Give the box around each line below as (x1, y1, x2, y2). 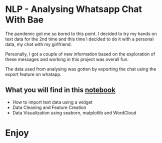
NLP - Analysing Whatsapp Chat (5, 3, 142, 15)
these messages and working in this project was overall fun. (5, 56, 129, 62)
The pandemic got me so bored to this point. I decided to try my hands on (5, 30, 157, 36)
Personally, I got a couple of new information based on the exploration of (5, 51, 155, 57)
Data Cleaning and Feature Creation (12, 104, 86, 110)
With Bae (5, 14, 44, 25)
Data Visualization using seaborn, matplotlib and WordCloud (12, 109, 136, 115)
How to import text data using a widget (12, 99, 93, 105)
